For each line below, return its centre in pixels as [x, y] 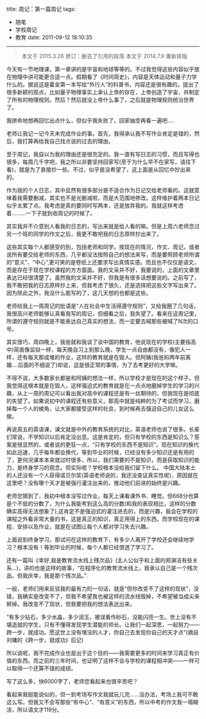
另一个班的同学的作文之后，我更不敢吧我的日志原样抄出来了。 [84, 234]
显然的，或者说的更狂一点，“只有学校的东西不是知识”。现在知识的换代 [111, 444]
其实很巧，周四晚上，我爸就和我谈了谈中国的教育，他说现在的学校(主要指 [99, 342]
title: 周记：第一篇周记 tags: [41, 9]
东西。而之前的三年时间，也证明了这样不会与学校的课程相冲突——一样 [105, 660]
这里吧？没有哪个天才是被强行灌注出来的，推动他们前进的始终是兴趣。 [95, 483]
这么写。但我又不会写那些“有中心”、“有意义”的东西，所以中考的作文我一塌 [100, 702]
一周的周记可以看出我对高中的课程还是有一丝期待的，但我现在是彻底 [113, 393]
